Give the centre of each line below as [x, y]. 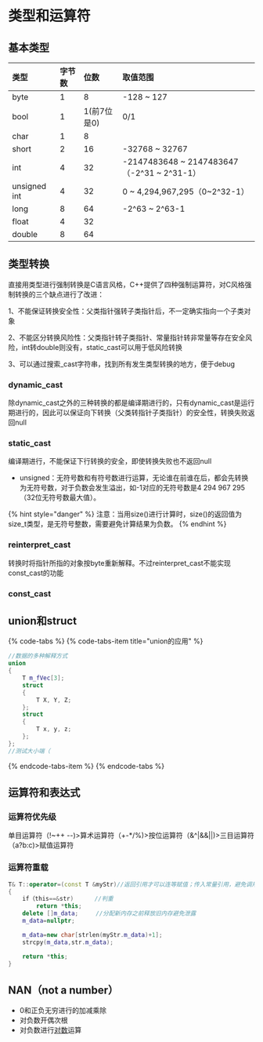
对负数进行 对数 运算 [50, 1030]
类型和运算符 [50, 16]
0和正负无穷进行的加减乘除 [63, 1011]
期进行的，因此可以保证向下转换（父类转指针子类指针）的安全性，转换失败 [128, 413]
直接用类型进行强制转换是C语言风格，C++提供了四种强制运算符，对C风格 [126, 284]
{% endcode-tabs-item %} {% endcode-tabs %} [86, 766]
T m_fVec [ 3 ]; [43, 678]
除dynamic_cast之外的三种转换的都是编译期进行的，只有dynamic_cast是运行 [131, 403]
